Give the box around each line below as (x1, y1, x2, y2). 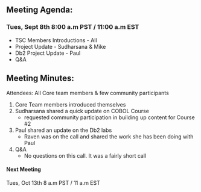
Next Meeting (6, 166, 41, 173)
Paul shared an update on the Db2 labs (14, 126, 112, 134)
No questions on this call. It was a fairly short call (24, 152, 147, 159)
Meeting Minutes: (6, 73, 74, 84)
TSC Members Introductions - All (14, 36, 98, 44)
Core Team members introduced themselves (14, 101, 126, 108)
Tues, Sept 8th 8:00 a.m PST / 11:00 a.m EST (6, 23, 139, 31)
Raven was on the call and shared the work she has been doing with (24, 132, 194, 140)
